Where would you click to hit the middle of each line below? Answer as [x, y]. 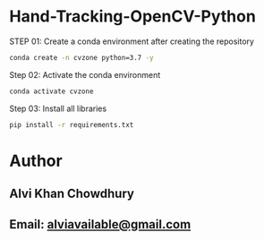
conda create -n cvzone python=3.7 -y [81, 57]
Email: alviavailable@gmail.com [100, 224]
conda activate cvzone [51, 91]
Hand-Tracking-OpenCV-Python [133, 17]
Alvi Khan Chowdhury [72, 194]
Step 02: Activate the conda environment [85, 74]
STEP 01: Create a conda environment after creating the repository [132, 41]
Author [36, 161]
